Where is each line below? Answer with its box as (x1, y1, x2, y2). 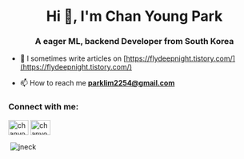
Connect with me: (8, 101, 79, 113)
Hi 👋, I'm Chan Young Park (46, 7, 223, 26)
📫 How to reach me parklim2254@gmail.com (19, 78, 175, 88)
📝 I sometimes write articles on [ (19, 54, 126, 63)
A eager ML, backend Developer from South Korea (34, 36, 234, 47)
